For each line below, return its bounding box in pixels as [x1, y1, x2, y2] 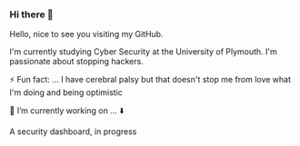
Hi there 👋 [9, 8, 55, 21]
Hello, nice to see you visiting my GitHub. [9, 29, 164, 40]
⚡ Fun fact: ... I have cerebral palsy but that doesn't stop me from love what [9, 74, 292, 85]
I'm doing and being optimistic [9, 87, 123, 98]
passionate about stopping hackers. [9, 56, 144, 67]
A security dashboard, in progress [9, 126, 137, 137]
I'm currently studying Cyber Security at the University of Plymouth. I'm [9, 46, 277, 57]
